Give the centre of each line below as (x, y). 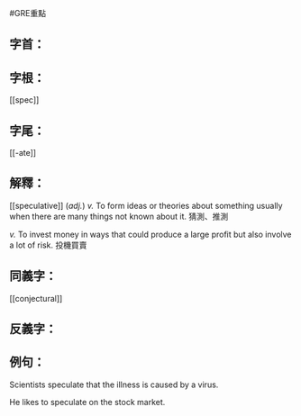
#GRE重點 (28, 13)
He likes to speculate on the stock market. (87, 402)
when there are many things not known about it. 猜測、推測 (119, 216)
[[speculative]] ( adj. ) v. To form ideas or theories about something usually (146, 205)
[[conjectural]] (36, 298)
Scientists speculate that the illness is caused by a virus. (114, 384)
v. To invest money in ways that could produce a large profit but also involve (150, 234)
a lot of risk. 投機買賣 (48, 245)
